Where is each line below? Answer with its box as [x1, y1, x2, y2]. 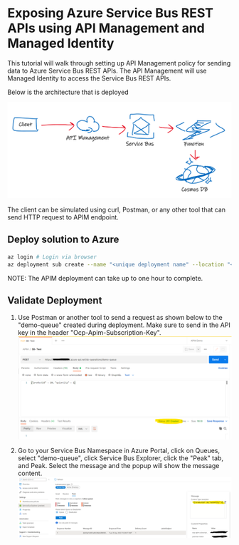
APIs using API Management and [7, 20, 205, 36]
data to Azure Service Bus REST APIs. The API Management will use [7, 66, 207, 75]
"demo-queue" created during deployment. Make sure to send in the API [17, 321, 231, 329]
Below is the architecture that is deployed [7, 88, 129, 96]
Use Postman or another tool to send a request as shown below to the [17, 313, 223, 322]
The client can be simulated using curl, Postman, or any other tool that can [7, 205, 226, 214]
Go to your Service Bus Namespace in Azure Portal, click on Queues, [17, 446, 221, 455]
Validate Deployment [7, 294, 102, 306]
